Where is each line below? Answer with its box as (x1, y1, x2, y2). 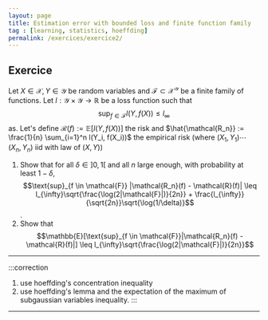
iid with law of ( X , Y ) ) (34, 143, 104, 152)
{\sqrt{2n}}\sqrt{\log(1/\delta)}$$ (85, 198, 195, 207)
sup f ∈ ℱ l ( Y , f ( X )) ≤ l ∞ (98, 109, 170, 120)
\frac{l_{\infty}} (194, 189, 245, 200)
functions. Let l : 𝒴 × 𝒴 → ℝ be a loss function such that (8, 95, 193, 105)
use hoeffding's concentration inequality (19, 279, 153, 288)
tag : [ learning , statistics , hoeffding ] (8, 26, 148, 34)
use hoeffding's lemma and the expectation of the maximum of (19, 286, 227, 296)
